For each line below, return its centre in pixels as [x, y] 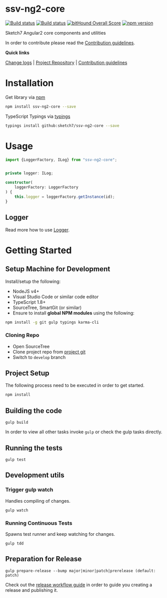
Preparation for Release [44, 559]
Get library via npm [25, 97]
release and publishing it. [32, 590]
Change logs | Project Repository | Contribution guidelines [66, 62]
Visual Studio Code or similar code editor [55, 297]
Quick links [17, 53]
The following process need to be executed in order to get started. [75, 385]
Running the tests [34, 448]
